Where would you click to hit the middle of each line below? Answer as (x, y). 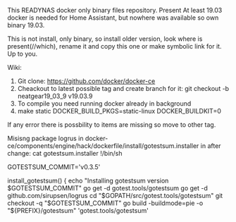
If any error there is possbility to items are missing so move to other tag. (112, 125)
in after (211, 146)
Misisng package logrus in (45, 138)
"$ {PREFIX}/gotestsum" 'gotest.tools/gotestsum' (78, 210)
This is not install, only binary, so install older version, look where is (105, 39)
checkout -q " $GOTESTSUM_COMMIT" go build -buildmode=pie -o (105, 203)
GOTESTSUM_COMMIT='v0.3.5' (54, 167)
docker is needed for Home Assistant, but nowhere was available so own (113, 18)
